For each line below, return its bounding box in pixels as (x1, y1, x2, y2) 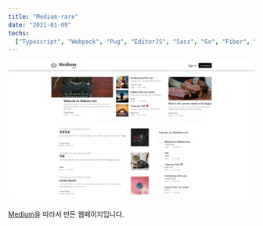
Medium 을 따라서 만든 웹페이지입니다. (8, 209, 124, 219)
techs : (8, 29, 30, 37)
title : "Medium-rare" (8, 13, 79, 20)
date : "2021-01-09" (8, 20, 72, 29)
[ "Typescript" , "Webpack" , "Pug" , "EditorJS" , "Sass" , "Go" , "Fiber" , (15, 38, 250, 46)
